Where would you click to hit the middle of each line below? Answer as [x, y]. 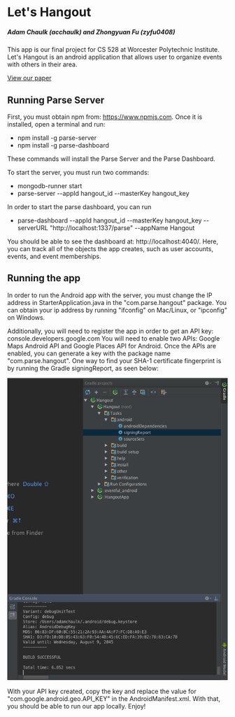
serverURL [33, 227]
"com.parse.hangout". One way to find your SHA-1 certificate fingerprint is [114, 360]
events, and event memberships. [54, 256]
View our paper [29, 78]
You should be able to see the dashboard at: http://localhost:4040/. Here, [113, 241]
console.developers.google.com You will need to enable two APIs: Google [114, 338]
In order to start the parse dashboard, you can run [79, 206]
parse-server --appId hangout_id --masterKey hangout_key [104, 193]
